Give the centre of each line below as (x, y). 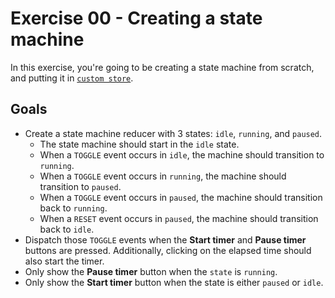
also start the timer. (64, 261)
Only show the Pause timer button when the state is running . (151, 271)
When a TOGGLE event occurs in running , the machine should (163, 176)
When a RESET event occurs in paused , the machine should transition (179, 218)
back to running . (73, 208)
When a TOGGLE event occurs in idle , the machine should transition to (182, 154)
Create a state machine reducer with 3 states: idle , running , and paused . (173, 133)
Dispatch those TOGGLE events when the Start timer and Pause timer (165, 239)
